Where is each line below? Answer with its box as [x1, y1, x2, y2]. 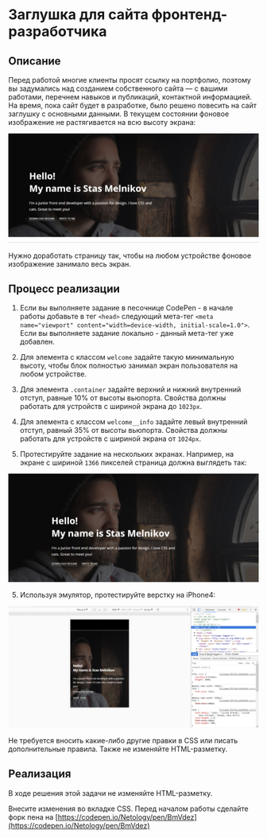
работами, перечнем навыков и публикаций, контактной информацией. [8, 92, 253, 101]
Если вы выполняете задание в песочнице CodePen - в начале [19, 303, 234, 313]
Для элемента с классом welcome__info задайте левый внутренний [19, 417, 248, 427]
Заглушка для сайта [8, 6, 149, 24]
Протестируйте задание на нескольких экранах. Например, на [19, 450, 234, 459]
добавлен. [19, 337, 56, 347]
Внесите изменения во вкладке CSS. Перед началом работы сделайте [8, 804, 249, 813]
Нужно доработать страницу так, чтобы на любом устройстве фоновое [8, 251, 252, 260]
